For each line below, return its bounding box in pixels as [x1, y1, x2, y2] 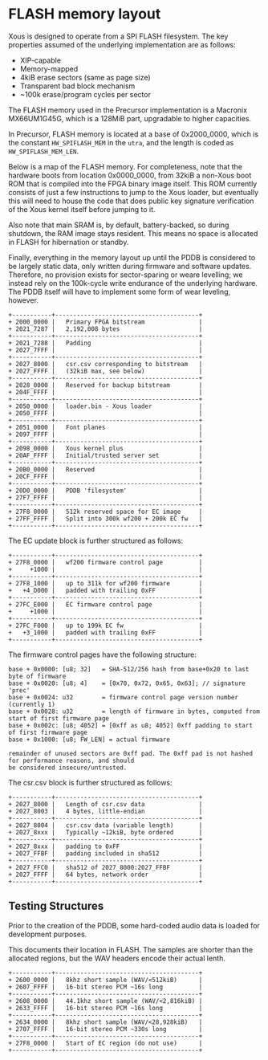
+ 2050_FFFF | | [8, 409, 203, 418]
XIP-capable [19, 55, 62, 65]
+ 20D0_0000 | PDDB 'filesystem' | [8, 487, 203, 495]
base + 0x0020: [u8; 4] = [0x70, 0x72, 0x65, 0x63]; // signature [8, 679, 246, 687]
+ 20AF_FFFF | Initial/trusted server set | [8, 451, 203, 459]
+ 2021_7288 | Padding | [8, 339, 203, 347]
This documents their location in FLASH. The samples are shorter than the [8, 944, 254, 954]
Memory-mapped [19, 63, 79, 73]
